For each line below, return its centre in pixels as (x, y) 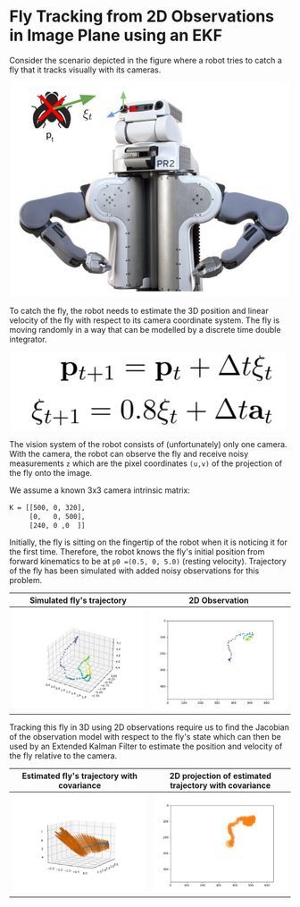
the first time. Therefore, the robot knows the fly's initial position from (137, 552)
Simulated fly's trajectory (78, 600)
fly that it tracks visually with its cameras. (85, 70)
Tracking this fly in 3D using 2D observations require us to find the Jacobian (150, 727)
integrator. (28, 339)
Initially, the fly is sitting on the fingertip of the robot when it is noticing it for (148, 542)
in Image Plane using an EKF (116, 35)
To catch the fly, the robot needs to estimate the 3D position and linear (139, 311)
